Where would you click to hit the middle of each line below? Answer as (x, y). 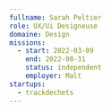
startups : (28, 84)
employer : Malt (54, 76)
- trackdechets (46, 92)
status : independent (64, 68)
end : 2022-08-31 (56, 59)
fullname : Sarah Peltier (55, 17)
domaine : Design (39, 34)
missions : (28, 43)
